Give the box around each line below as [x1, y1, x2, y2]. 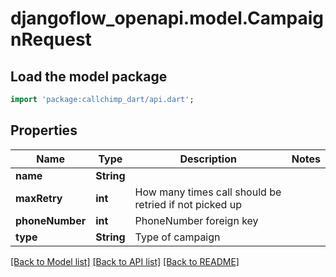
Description [179, 152, 237, 166]
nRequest [10, 28, 92, 51]
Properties [10, 122, 78, 139]
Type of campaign [134, 230, 221, 244]
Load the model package [10, 68, 168, 85]
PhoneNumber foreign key [134, 213, 259, 227]
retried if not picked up [134, 197, 242, 211]
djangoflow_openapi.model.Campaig [10, 7, 324, 30]
